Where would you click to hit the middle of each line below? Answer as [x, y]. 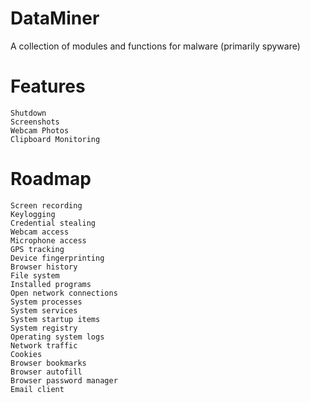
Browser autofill [46, 372]
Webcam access [40, 232]
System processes [46, 302]
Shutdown [28, 113]
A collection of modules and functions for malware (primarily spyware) [155, 46]
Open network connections [64, 293]
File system [35, 275]
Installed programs [51, 284]
